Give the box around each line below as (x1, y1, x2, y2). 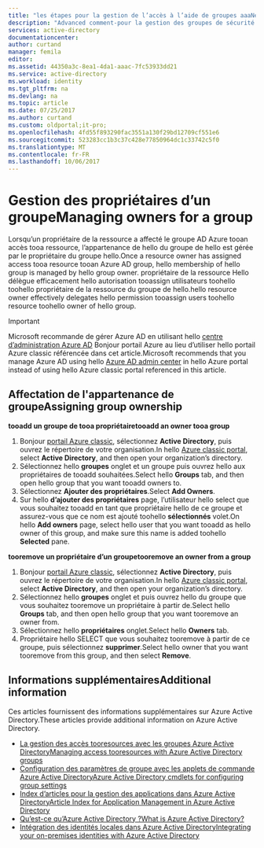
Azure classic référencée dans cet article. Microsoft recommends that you (8, 348, 247, 358)
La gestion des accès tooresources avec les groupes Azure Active (19, 739, 234, 748)
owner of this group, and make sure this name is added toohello (19, 528, 226, 537)
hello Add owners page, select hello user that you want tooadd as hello (19, 520, 251, 529)
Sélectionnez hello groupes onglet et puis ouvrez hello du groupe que (19, 592, 247, 602)
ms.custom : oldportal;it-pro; (8, 121, 108, 129)
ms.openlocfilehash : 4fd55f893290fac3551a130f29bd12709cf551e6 (8, 128, 220, 136)
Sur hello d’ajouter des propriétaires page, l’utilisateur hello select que (19, 495, 250, 504)
